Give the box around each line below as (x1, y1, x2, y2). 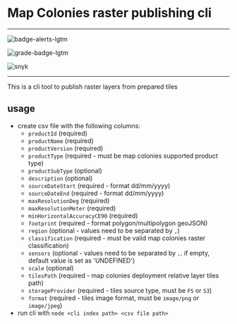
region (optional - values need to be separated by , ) (28, 226, 180, 235)
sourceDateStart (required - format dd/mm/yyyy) (28, 181, 171, 189)
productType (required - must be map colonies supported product (28, 151, 219, 160)
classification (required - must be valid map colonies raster (28, 234, 206, 242)
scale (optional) (28, 263, 74, 272)
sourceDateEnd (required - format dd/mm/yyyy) (28, 189, 164, 197)
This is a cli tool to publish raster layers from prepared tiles (7, 82, 178, 91)
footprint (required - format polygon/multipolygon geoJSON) (28, 218, 208, 227)
